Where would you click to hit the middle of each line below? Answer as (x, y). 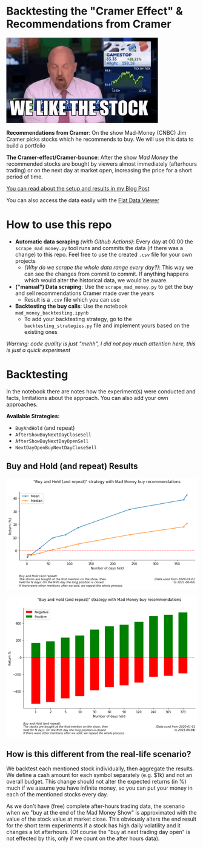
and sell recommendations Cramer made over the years (85, 293)
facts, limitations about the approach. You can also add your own (87, 398)
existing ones (41, 331)
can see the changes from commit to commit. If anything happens (106, 274)
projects (25, 261)
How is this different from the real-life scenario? (99, 754)
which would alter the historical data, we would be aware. (96, 280)
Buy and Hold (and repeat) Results (72, 466)
